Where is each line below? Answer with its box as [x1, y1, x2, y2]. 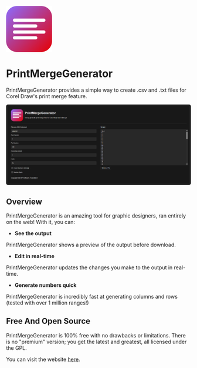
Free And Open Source [6, 316, 91, 326]
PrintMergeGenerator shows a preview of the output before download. [6, 241, 176, 248]
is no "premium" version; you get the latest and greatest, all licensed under [6, 338, 187, 345]
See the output [14, 229, 52, 237]
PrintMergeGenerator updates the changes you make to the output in [6, 264, 173, 271]
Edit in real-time [14, 252, 55, 259]
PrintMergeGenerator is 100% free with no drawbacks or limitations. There [6, 332, 186, 339]
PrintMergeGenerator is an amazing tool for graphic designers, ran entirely [6, 212, 186, 219]
